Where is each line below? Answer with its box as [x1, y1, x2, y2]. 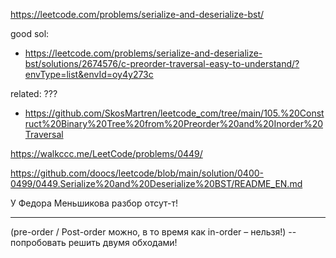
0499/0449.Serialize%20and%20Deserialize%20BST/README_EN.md [10, 178, 303, 189]
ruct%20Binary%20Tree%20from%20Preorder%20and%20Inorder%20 [24, 118, 324, 129]
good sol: [10, 28, 50, 39]
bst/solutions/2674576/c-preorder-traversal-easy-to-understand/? [24, 58, 300, 69]
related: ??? [10, 88, 58, 99]
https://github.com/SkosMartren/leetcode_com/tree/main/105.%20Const [24, 107, 325, 119]
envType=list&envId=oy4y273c [24, 69, 154, 80]
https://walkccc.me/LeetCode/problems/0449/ [10, 148, 203, 159]
